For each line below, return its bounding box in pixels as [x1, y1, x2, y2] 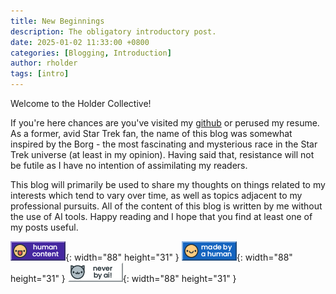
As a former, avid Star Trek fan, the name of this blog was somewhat [10, 128, 293, 139]
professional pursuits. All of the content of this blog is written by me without [10, 200, 323, 212]
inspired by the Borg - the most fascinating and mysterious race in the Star [10, 138, 318, 150]
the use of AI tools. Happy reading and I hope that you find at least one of [10, 211, 313, 222]
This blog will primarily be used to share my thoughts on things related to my [10, 179, 326, 190]
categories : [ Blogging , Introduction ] [10, 48, 172, 58]
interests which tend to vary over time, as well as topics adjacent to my [10, 190, 303, 201]
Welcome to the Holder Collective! [10, 98, 152, 109]
